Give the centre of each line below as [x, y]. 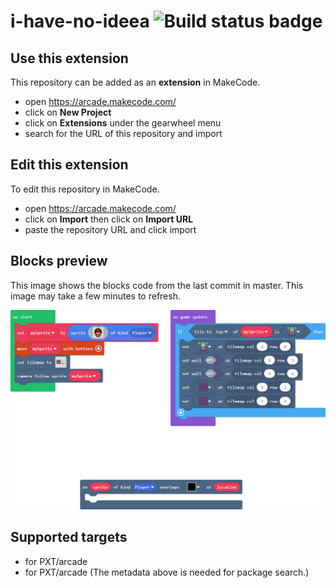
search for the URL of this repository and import [123, 133]
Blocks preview [59, 261]
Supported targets [69, 537]
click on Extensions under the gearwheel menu [123, 123]
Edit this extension [69, 165]
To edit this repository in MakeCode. [85, 189]
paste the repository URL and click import [110, 229]
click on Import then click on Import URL [109, 219]
